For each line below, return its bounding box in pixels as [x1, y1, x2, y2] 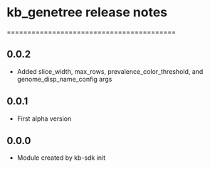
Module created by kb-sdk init [16, 153, 106, 162]
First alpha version [16, 114, 72, 123]
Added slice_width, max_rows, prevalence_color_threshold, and [16, 67, 204, 75]
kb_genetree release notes [6, 4, 168, 21]
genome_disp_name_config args [16, 75, 112, 83]
